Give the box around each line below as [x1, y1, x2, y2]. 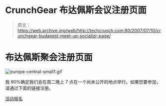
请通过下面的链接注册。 [5, 85, 53, 91]
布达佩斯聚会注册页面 [5, 52, 93, 63]
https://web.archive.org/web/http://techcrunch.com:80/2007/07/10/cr [17, 27, 161, 33]
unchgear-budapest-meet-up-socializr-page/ [17, 33, 111, 39]
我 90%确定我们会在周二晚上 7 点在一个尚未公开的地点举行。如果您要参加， [5, 79, 161, 85]
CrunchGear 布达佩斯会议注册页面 [5, 4, 147, 16]
